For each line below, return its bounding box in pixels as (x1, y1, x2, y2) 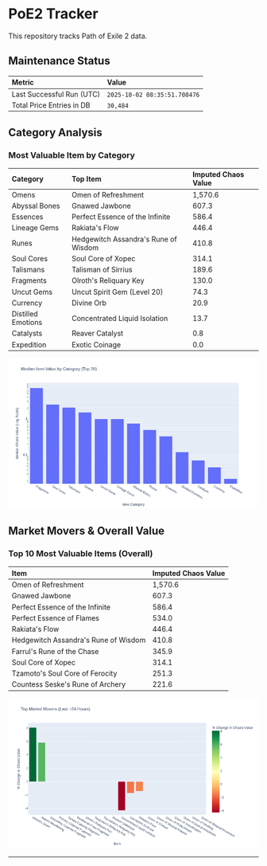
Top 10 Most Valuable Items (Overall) (8, 547, 153, 558)
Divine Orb (71, 298, 107, 308)
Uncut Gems (11, 287, 53, 296)
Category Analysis (8, 125, 103, 139)
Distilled (11, 309, 38, 319)
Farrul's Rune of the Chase (11, 646, 99, 656)
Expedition (11, 339, 47, 349)
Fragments (11, 276, 48, 285)
